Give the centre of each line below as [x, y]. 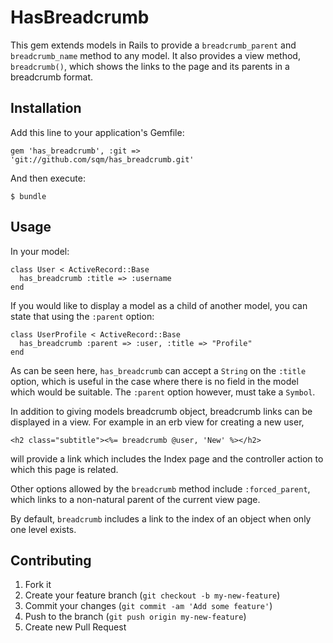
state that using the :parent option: [82, 316]
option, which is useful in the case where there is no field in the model [154, 381]
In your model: [40, 251]
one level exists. [43, 529]
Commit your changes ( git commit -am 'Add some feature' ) [148, 606]
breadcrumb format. [52, 77]
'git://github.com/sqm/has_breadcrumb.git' [102, 159]
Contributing [51, 560]
